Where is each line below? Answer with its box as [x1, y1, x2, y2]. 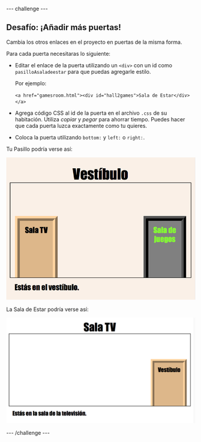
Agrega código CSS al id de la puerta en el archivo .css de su [14, 109, 167, 117]
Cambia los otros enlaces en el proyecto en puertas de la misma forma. [6, 38, 182, 46]
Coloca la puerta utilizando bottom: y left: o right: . [14, 133, 145, 141]
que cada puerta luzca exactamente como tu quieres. [14, 122, 148, 129]
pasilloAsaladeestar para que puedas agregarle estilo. [14, 68, 151, 75]
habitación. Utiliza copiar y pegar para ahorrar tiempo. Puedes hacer [14, 115, 185, 123]
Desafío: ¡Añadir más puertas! [6, 22, 121, 32]
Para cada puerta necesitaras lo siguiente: [6, 50, 111, 57]
